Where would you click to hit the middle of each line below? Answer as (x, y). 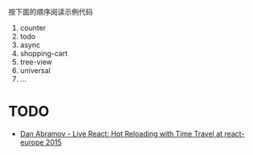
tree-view (36, 62)
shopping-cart (44, 53)
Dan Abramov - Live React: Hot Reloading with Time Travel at (121, 133)
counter (33, 28)
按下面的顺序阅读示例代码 (51, 12)
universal (35, 70)
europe (32, 142)
